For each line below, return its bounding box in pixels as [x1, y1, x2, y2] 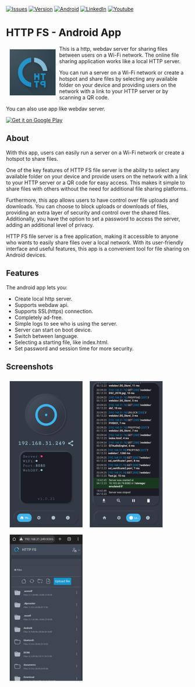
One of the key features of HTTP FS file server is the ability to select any [6, 167, 180, 174]
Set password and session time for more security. [14, 345, 134, 352]
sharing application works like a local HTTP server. [59, 57, 181, 64]
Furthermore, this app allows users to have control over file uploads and [6, 196, 179, 203]
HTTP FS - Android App [6, 26, 122, 39]
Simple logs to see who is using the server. [14, 320, 118, 327]
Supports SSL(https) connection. [14, 308, 94, 315]
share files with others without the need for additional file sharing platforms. [6, 185, 188, 192]
